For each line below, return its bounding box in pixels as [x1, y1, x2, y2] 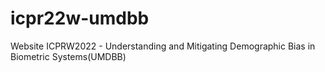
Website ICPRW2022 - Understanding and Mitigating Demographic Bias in [10, 40, 316, 52]
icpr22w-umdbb [10, 7, 150, 30]
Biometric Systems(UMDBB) [10, 50, 127, 62]
